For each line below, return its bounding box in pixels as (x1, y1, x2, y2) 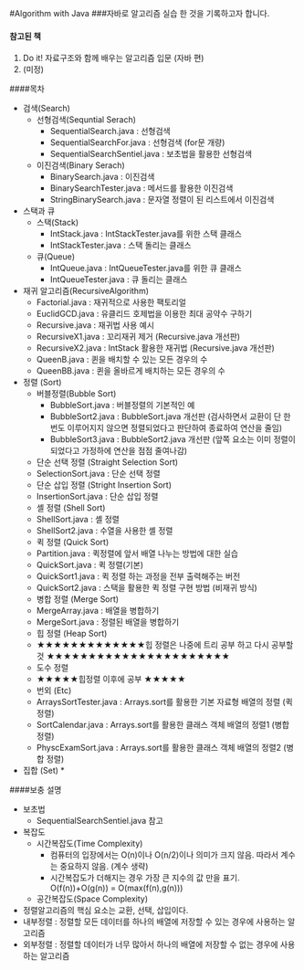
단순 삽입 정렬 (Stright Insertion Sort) (36, 480, 172, 490)
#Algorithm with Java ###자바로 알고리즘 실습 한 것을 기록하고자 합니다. (9, 8, 270, 18)
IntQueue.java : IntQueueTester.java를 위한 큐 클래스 (49, 263, 242, 274)
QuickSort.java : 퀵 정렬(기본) (36, 560, 144, 571)
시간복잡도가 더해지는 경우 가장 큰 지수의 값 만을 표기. (49, 872, 240, 883)
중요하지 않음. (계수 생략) (59, 861, 149, 872)
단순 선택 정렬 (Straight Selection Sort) (36, 457, 179, 468)
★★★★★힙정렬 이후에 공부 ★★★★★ (36, 674, 186, 685)
